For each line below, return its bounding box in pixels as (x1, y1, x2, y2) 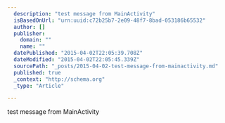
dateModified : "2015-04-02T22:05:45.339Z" (13, 56, 140, 63)
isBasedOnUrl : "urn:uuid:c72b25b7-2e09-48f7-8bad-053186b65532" (13, 17, 206, 24)
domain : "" (20, 37, 52, 44)
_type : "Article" (13, 82, 65, 89)
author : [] (13, 23, 46, 30)
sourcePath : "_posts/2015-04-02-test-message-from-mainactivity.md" (13, 63, 219, 70)
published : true (13, 69, 61, 76)
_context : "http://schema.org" (13, 75, 105, 83)
